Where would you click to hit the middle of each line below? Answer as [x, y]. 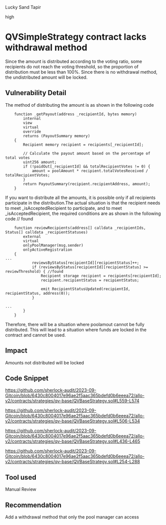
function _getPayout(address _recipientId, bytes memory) [76, 114]
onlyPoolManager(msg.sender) [53, 245]
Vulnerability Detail [36, 93]
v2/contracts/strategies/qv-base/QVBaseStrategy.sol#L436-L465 [73, 441]
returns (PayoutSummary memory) [57, 136]
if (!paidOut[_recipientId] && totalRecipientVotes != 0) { [87, 167]
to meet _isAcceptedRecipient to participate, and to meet [64, 208]
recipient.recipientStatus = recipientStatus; [90, 280]
